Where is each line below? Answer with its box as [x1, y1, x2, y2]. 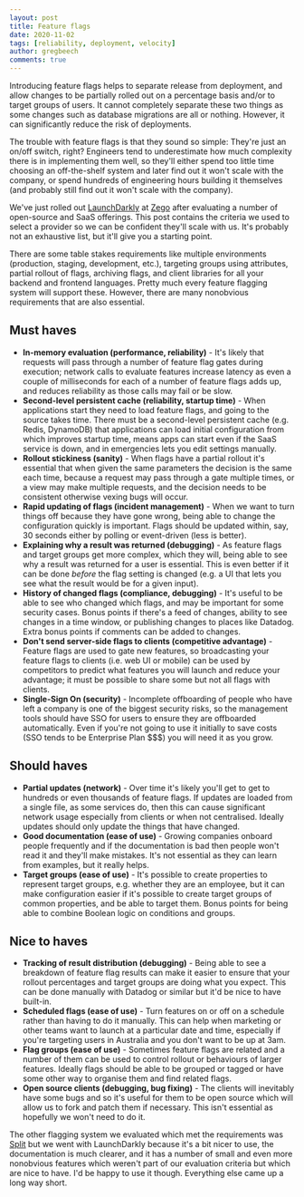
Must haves [9, 323, 77, 338]
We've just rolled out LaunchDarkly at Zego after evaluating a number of [9, 202, 279, 213]
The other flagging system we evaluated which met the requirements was [9, 1129, 283, 1140]
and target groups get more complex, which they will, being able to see [22, 549, 288, 560]
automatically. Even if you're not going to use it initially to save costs [22, 722, 278, 733]
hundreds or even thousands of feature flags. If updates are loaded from [22, 792, 293, 803]
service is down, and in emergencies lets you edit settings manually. [22, 443, 278, 454]
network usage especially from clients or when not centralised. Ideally [22, 811, 285, 822]
